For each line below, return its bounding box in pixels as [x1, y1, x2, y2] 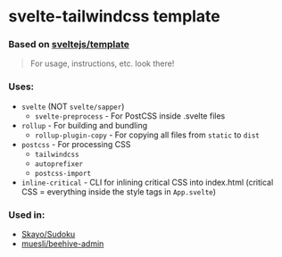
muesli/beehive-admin [21, 238, 104, 249]
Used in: [8, 208, 46, 220]
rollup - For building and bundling [21, 120, 148, 130]
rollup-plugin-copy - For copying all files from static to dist [34, 129, 260, 140]
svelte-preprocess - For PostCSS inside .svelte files [34, 110, 226, 121]
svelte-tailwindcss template [8, 6, 220, 27]
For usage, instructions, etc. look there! [29, 58, 175, 69]
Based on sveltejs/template [8, 38, 130, 51]
